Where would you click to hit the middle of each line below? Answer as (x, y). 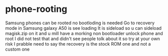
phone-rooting (36, 9)
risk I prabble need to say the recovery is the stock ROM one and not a (78, 44)
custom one (18, 49)
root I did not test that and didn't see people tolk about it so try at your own (83, 39)
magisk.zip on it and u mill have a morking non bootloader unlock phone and (84, 33)
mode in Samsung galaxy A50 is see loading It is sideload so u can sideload (83, 28)
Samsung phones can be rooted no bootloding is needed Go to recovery (80, 23)
